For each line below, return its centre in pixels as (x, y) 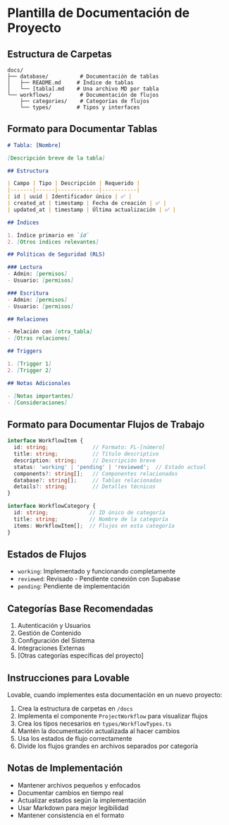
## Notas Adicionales (39, 383)
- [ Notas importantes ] (41, 396)
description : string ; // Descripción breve (85, 461)
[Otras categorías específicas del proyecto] (81, 655)
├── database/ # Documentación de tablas (83, 76)
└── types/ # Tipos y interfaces (80, 107)
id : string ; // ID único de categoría (89, 513)
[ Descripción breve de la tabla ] (56, 158)
